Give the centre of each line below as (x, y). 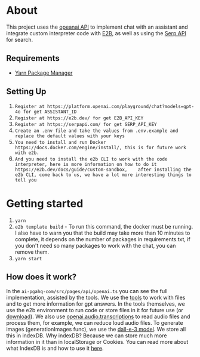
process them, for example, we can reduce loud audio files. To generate (95, 323)
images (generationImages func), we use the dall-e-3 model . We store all (96, 330)
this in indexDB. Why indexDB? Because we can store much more (87, 336)
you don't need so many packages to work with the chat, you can (95, 245)
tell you (26, 180)
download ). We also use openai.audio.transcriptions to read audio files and (98, 316)
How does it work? (41, 277)
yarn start (28, 258)
